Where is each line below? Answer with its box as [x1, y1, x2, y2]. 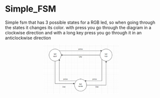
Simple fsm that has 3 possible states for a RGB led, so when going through [5, 19, 156, 25]
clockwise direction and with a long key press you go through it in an [5, 30, 142, 35]
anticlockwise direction [5, 35, 51, 41]
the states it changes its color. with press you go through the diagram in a [5, 24, 151, 30]
